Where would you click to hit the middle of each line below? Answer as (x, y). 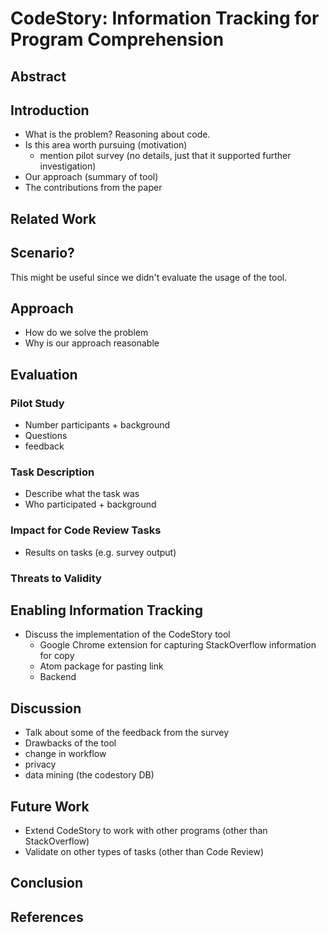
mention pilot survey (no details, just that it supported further (165, 156)
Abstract (38, 76)
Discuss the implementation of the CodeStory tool (127, 634)
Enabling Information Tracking (106, 610)
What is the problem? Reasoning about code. (117, 134)
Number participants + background (97, 425)
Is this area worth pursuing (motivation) (106, 145)
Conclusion (47, 883)
